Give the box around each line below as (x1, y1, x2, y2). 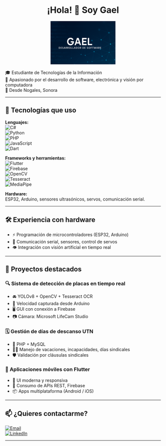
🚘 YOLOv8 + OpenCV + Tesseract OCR (12, 293, 93, 299)
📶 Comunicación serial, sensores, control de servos (12, 239, 118, 244)
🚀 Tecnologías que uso (5, 106, 77, 115)
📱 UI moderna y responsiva (12, 377, 68, 383)
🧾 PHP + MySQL (12, 341, 46, 347)
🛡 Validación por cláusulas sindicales (12, 352, 89, 358)
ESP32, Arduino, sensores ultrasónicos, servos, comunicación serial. (5, 196, 145, 202)
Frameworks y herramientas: (5, 155, 66, 161)
